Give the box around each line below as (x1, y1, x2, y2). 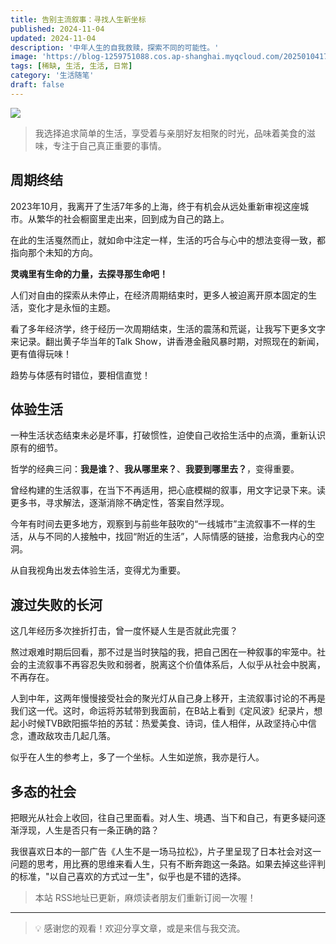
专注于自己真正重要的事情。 (52, 139, 167, 151)
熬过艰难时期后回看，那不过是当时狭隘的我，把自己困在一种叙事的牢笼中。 (10, 646, 317, 658)
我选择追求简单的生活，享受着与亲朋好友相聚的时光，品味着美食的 (34, 127, 307, 139)
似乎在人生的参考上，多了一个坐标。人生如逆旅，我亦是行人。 (10, 751, 265, 763)
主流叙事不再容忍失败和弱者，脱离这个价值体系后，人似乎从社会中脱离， (27, 659, 326, 671)
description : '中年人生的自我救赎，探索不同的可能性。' (10, 42, 220, 53)
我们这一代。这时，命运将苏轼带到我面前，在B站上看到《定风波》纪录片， (10, 705, 315, 717)
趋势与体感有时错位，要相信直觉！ (10, 369, 151, 381)
